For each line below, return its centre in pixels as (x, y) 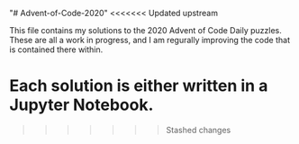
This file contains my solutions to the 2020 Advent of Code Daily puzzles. (145, 30)
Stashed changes (199, 130)
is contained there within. (56, 49)
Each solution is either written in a (139, 86)
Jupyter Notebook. (82, 105)
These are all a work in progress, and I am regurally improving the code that (150, 40)
